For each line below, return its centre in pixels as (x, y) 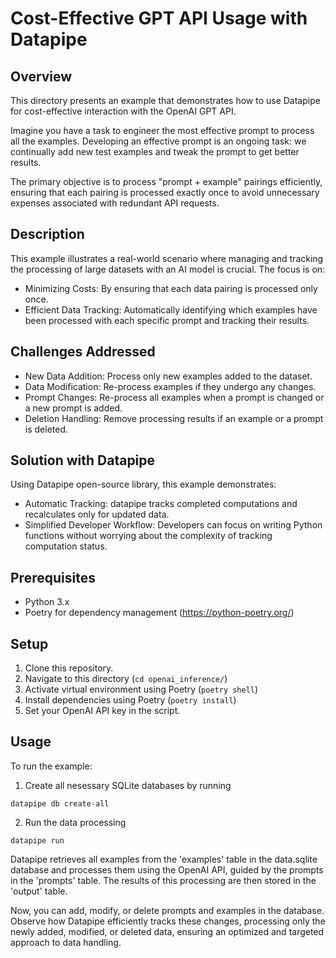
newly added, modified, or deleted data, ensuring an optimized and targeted (167, 931)
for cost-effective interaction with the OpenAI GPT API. (123, 111)
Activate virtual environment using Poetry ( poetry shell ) (141, 689)
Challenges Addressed (83, 352)
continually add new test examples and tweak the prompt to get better (155, 151)
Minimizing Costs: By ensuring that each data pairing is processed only (171, 288)
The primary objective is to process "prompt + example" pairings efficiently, (166, 181)
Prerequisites (53, 577)
